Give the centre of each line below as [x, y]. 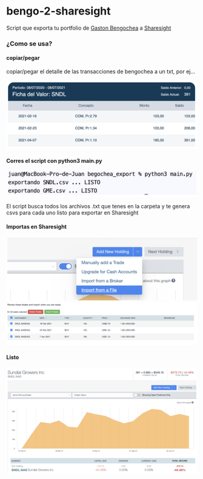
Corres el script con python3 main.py [54, 160]
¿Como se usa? [29, 44]
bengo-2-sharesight [58, 11]
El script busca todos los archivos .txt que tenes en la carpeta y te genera [98, 206]
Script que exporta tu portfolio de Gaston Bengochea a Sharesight [89, 28]
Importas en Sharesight [36, 226]
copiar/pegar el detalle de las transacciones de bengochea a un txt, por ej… [101, 71]
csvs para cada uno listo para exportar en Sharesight [72, 213]
